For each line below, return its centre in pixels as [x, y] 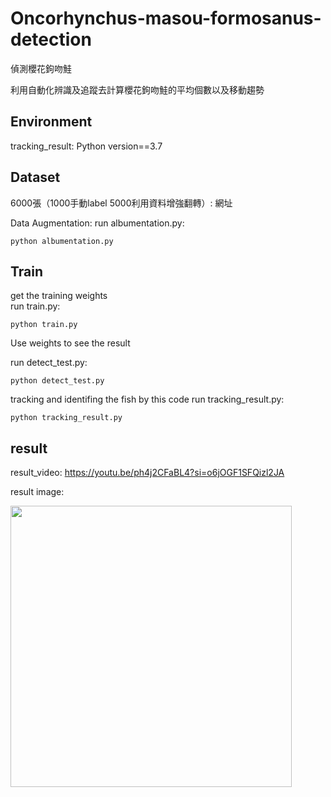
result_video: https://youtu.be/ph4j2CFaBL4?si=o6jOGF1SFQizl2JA [147, 473]
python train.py [44, 325]
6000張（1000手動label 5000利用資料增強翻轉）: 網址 [121, 203]
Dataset [35, 177]
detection [51, 39]
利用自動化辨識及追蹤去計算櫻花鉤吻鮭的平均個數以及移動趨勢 [137, 89]
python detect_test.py [57, 381]
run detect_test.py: [49, 363]
